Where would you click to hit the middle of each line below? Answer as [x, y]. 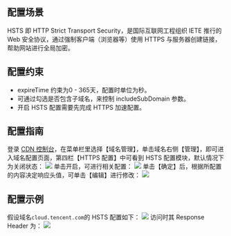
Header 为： [25, 226]
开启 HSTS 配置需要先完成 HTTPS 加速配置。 [81, 107]
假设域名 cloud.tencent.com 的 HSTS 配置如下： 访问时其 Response [106, 217]
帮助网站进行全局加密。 [40, 48]
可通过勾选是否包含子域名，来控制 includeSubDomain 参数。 [103, 99]
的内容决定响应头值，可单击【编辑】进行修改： [74, 175]
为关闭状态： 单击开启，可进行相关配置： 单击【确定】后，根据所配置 [114, 167]
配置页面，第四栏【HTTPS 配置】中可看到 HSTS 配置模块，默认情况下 [125, 158]
